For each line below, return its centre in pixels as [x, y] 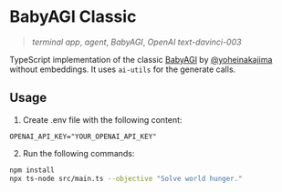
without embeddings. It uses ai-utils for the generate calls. [123, 69]
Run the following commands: [78, 153]
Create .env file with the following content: [102, 119]
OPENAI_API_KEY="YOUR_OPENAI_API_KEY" [83, 136]
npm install [32, 170]
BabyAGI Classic [73, 17]
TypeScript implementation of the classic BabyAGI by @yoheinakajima [141, 59]
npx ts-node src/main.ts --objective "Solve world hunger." [126, 178]
